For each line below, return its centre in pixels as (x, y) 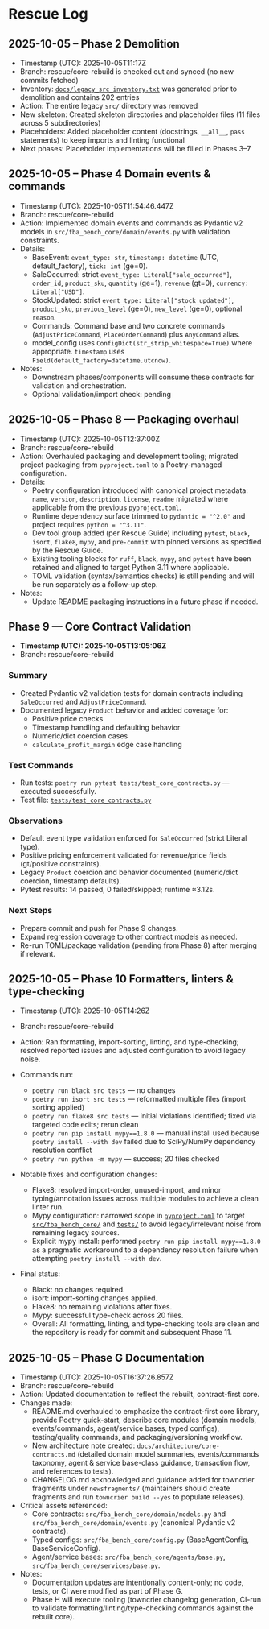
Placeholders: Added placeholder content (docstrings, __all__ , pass (132, 131)
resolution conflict (62, 1150)
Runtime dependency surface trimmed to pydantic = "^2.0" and (139, 515)
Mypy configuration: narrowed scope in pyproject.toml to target (138, 1216)
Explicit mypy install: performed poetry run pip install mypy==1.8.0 (146, 1242)
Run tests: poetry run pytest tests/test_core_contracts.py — (125, 783)
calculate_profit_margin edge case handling (107, 744)
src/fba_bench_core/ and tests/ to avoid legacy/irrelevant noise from (147, 1224)
